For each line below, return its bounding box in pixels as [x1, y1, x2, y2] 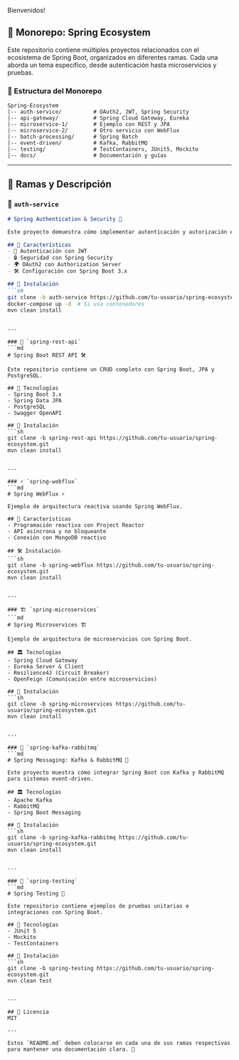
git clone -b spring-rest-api [7, 434, 97, 442]
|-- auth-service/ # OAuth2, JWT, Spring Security [7, 108, 190, 116]
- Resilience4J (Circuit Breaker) [7, 669, 110, 677]
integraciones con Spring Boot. [7, 909, 103, 916]
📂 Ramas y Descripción [7, 178, 112, 190]
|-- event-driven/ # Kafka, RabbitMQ [7, 140, 148, 147]
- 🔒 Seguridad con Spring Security [7, 254, 113, 262]
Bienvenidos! [7, 6, 46, 14]
